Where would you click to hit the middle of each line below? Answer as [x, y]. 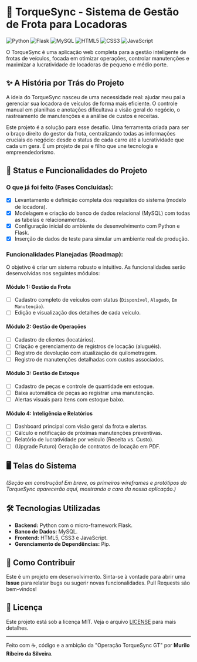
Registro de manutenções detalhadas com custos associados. [89, 359]
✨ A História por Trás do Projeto [65, 83]
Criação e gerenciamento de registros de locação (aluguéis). [88, 346]
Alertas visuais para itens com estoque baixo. [69, 400]
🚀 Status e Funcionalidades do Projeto [77, 170]
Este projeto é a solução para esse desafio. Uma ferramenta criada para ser [98, 127]
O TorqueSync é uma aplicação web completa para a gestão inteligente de [96, 52]
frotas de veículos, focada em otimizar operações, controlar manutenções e [98, 58]
